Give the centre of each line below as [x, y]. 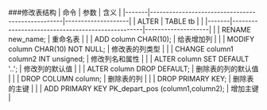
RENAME [236, 30]
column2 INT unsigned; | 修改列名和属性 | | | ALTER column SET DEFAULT [129, 59]
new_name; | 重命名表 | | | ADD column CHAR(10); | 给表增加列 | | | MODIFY [132, 39]
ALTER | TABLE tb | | [171, 21]
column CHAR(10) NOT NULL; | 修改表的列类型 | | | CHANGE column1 [121, 49]
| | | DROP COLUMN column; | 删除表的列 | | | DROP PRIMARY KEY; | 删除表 [131, 79]
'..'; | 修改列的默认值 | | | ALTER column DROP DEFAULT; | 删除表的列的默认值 [133, 69]
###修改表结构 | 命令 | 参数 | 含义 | [65, 12]
